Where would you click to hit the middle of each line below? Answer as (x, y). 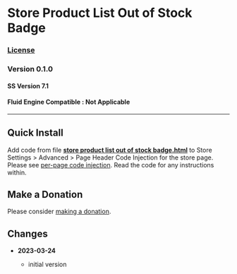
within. (17, 172)
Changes (28, 233)
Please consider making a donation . (59, 212)
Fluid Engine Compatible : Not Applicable (69, 102)
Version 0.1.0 (30, 69)
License (21, 50)
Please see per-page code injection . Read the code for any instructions (111, 165)
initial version (47, 264)
